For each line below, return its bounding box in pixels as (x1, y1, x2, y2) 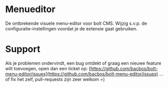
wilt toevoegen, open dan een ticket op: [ (5, 65, 91, 71)
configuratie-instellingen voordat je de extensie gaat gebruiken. (5, 25, 138, 31)
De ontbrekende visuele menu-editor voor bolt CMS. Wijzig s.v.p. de (5, 20, 148, 26)
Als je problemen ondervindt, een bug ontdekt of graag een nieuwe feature (5, 60, 161, 66)
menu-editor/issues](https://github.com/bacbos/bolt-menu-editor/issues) (5, 71, 158, 77)
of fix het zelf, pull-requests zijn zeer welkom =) (5, 76, 105, 82)
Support (5, 43, 40, 55)
